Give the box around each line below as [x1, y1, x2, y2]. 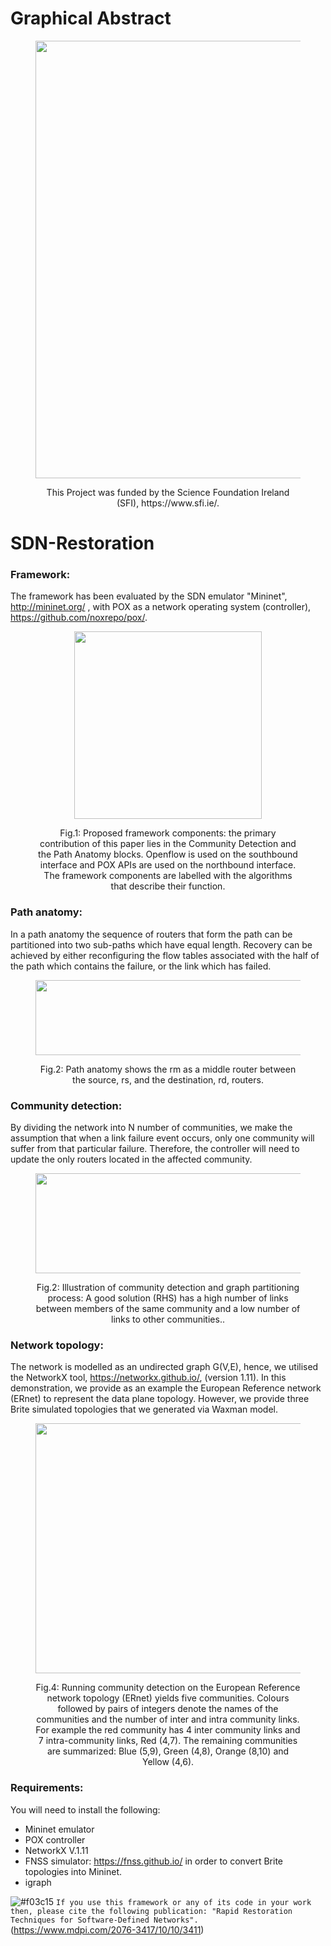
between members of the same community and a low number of [35, 1303, 301, 1315]
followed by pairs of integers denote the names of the [57, 1703, 279, 1715]
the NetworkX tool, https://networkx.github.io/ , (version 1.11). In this [10, 1372, 287, 1384]
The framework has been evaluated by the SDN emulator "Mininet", [10, 590, 288, 602]
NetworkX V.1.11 [24, 1844, 89, 1856]
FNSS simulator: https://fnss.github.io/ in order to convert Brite [24, 1855, 283, 1867]
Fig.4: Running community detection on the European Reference [35, 1682, 301, 1694]
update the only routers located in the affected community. [10, 1153, 253, 1166]
